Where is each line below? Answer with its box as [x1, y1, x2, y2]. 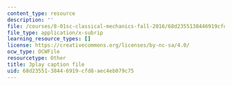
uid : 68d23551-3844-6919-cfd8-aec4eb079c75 [7, 67, 135, 74]
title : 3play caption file [7, 61, 85, 68]
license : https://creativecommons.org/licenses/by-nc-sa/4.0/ [7, 42, 190, 49]
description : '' [7, 16, 54, 23]
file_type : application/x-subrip [7, 29, 104, 36]
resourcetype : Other [7, 55, 67, 62]
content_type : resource [7, 10, 76, 17]
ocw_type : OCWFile [7, 49, 60, 56]
